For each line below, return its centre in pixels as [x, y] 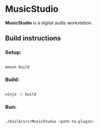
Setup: [13, 52]
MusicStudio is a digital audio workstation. [49, 23]
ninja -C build [21, 94]
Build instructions [33, 38]
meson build [17, 67]
